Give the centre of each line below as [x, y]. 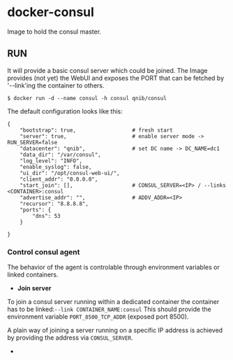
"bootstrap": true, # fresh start [96, 130]
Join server [34, 289]
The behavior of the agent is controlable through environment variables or [113, 268]
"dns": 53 [46, 216]
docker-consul [51, 12]
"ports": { [36, 210]
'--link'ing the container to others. [56, 85]
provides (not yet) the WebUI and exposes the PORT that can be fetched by [116, 78]
